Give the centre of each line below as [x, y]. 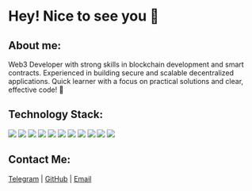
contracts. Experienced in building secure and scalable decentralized [121, 73]
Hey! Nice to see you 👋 [84, 16]
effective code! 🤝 [36, 90]
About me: [35, 46]
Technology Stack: [56, 115]
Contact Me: [40, 160]
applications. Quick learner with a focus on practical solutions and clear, [126, 81]
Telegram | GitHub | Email [50, 178]
